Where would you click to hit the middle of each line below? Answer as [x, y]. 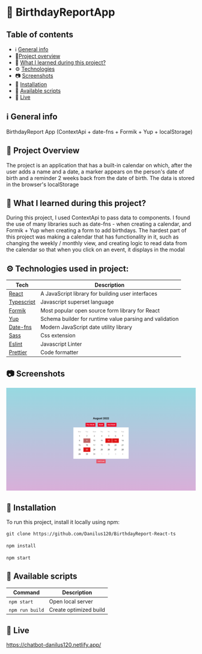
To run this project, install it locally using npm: [63, 522]
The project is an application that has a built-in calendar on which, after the [99, 165]
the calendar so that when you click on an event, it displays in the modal [96, 250]
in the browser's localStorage [43, 184]
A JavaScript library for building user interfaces [99, 294]
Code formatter [60, 352]
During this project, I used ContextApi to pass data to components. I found [98, 218]
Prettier [18, 352]
